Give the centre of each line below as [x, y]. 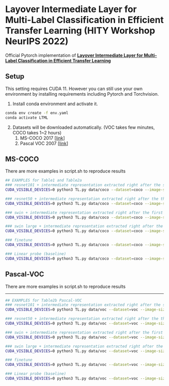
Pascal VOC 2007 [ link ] [44, 143]
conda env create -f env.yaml [37, 113]
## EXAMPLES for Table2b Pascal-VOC [44, 300]
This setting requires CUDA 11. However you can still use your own [74, 89]
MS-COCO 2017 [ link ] [43, 138]
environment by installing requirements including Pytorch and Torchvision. [82, 94]
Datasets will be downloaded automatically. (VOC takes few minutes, [83, 127]
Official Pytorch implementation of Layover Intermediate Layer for [74, 55]
